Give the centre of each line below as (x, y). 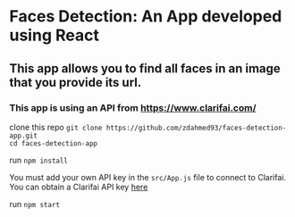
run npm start (35, 204)
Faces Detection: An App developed (146, 17)
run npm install (39, 160)
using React (55, 35)
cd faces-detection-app (54, 143)
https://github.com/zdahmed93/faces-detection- (196, 128)
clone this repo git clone (56, 127)
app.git (24, 136)
